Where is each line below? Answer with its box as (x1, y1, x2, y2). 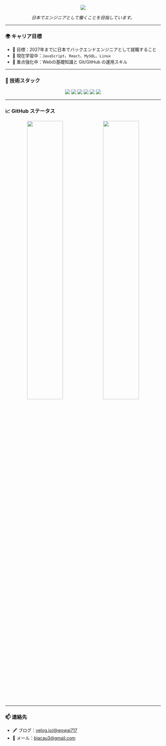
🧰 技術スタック (5, 77, 41, 84)
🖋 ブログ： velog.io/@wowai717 (12, 727, 78, 734)
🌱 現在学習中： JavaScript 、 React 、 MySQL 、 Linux (12, 53, 111, 59)
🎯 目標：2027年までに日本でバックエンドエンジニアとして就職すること (12, 47, 157, 53)
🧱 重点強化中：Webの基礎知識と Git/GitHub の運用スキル (12, 59, 127, 65)
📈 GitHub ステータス (5, 107, 55, 114)
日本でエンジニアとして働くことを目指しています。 (31, 15, 135, 20)
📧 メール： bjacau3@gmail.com (12, 735, 76, 741)
